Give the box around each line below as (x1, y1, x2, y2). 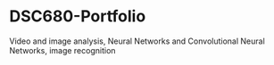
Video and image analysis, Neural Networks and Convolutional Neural (9, 36, 265, 46)
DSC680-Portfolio (9, 6, 146, 27)
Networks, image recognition (9, 45, 116, 55)
